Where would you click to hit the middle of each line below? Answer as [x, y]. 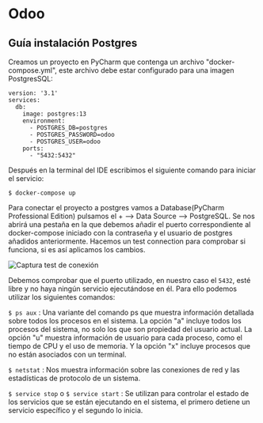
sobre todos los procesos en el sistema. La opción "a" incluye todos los [125, 321]
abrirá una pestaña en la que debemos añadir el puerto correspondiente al [130, 225]
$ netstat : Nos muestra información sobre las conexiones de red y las [124, 370]
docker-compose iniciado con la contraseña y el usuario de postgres [120, 233]
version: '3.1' [33, 93]
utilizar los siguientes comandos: [62, 297]
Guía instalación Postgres [73, 43]
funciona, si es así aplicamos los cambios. [77, 249]
